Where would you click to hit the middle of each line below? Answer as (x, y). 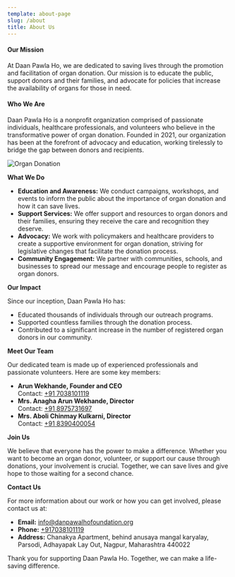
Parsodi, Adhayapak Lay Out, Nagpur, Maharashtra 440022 (104, 544)
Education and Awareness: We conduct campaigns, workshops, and (118, 191)
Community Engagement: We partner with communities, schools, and (120, 258)
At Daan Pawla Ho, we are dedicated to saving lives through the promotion (115, 65)
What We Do (26, 177)
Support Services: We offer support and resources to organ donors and (122, 214)
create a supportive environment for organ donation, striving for (110, 243)
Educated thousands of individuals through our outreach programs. (115, 315)
